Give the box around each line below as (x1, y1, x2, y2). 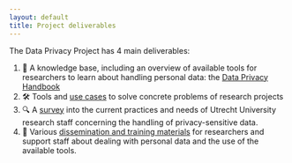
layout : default (9, 12, 69, 22)
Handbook (21, 81, 60, 92)
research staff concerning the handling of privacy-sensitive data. (21, 116, 258, 128)
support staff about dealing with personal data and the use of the (21, 136, 259, 146)
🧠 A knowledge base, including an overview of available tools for (21, 63, 258, 73)
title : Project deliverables (9, 21, 116, 30)
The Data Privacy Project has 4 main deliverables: (9, 45, 191, 56)
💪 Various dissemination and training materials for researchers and (21, 126, 265, 137)
